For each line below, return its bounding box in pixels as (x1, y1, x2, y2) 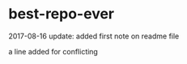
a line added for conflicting (8, 46, 99, 56)
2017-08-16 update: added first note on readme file (8, 31, 180, 41)
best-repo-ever (8, 5, 115, 23)
